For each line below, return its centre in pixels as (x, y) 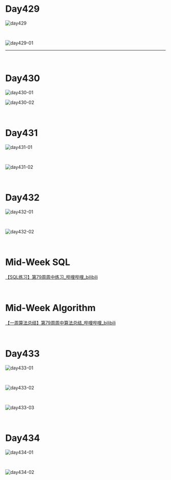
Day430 (23, 79)
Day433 (22, 353)
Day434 (23, 438)
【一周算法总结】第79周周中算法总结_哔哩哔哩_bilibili (61, 322)
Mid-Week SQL (38, 262)
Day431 (22, 133)
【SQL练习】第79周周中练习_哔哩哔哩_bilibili (52, 277)
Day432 (22, 198)
